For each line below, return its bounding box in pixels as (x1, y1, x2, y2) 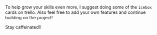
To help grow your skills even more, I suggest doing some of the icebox (5, 4, 152, 10)
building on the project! (5, 15, 53, 20)
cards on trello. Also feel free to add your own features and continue (5, 9, 146, 15)
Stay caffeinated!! (5, 24, 41, 30)
